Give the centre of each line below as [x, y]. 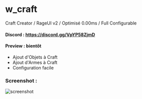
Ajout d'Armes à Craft [35, 62]
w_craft [21, 9]
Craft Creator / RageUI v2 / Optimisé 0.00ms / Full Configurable [71, 23]
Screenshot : [21, 80]
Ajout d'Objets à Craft [35, 57]
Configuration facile [33, 67]
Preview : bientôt [23, 46]
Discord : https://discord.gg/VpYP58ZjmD [50, 34]
